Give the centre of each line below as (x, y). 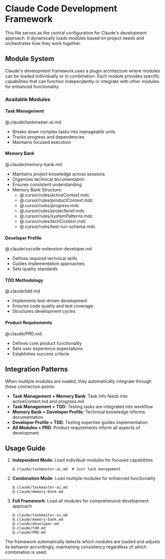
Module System (30, 59)
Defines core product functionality (47, 343)
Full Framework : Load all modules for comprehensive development (80, 501)
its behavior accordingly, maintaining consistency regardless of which (76, 547)
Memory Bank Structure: (37, 190)
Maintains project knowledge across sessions (58, 174)
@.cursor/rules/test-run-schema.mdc (58, 227)
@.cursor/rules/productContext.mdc (56, 200)
